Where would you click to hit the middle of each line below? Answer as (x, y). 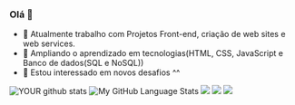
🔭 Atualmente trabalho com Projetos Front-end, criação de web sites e (154, 34)
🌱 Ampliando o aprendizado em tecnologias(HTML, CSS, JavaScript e (153, 53)
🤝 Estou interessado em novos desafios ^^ (101, 72)
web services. (49, 43)
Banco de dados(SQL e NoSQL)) (83, 63)
